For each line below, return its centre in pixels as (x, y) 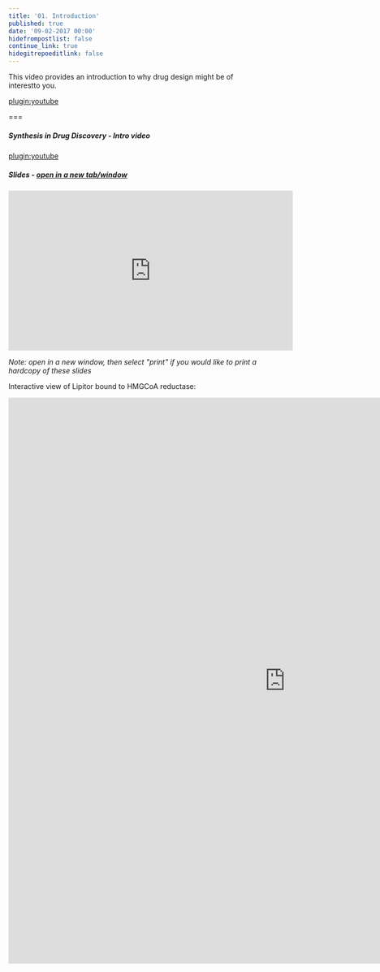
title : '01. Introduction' (54, 16)
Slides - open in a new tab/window (68, 175)
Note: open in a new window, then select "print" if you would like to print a (133, 361)
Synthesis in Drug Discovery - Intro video (79, 136)
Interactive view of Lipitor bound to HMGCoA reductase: (102, 386)
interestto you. (32, 85)
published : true (36, 24)
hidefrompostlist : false (50, 39)
